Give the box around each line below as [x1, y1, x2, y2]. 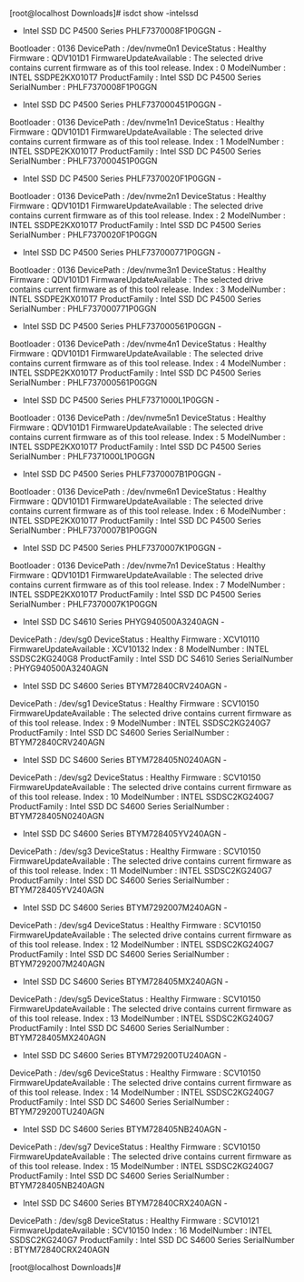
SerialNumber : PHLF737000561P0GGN [9, 377, 158, 387]
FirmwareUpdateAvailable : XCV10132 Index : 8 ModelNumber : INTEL [9, 644, 270, 654]
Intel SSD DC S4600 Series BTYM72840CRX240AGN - [22, 1197, 229, 1208]
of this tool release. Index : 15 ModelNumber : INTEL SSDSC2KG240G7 [9, 1161, 274, 1171]
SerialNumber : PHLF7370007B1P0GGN [9, 525, 157, 536]
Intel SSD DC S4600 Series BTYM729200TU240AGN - [22, 1050, 228, 1060]
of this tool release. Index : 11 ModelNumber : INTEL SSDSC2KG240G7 [9, 866, 272, 876]
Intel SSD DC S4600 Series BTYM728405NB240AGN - [22, 1124, 228, 1135]
